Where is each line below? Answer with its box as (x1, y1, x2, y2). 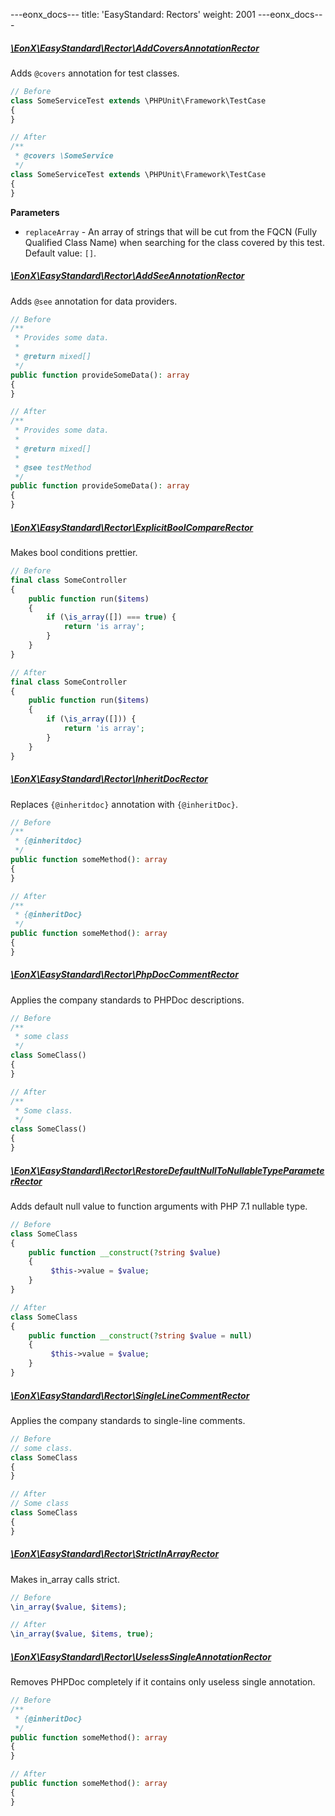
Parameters (10, 206, 60, 218)
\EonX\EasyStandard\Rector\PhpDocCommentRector (10, 969, 239, 981)
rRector (10, 1175, 43, 1187)
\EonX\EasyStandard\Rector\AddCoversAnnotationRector (10, 42, 260, 54)
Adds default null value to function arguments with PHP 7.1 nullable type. (10, 1200, 308, 1212)
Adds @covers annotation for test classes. (10, 67, 180, 79)
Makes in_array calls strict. (10, 1573, 120, 1585)
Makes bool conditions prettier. (10, 547, 138, 559)
